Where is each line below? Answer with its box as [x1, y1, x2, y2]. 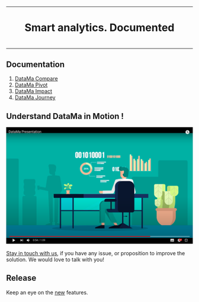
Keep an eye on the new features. [6, 288, 88, 296]
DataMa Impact [14, 88, 52, 95]
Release [6, 273, 37, 283]
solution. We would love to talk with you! [6, 256, 105, 263]
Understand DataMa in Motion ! [6, 111, 124, 121]
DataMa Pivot [14, 81, 48, 89]
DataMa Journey [14, 94, 56, 101]
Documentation [6, 59, 65, 69]
